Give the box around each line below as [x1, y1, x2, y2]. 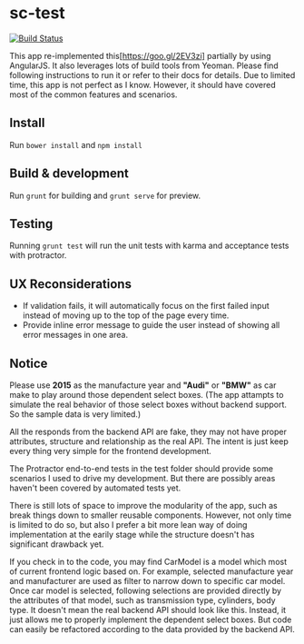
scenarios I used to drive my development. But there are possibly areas [9, 473, 276, 483]
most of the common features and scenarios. [9, 89, 178, 100]
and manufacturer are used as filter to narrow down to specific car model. [9, 576, 286, 586]
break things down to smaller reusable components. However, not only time [9, 510, 292, 520]
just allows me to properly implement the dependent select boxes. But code [9, 614, 292, 625]
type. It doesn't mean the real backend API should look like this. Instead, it [9, 605, 287, 615]
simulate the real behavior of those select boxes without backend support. [9, 399, 288, 410]
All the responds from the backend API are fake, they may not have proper [9, 426, 288, 437]
